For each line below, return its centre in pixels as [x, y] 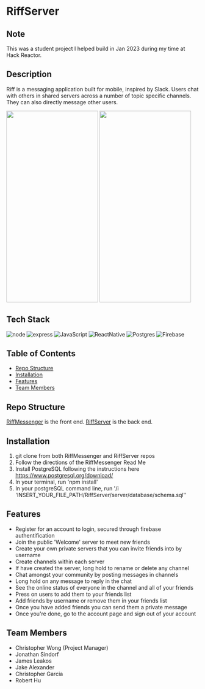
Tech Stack [28, 320]
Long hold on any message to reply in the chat [74, 581]
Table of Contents [41, 354]
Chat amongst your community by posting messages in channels [97, 574]
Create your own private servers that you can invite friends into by [98, 548]
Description [29, 74]
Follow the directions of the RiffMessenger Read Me [81, 463]
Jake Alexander [35, 667]
